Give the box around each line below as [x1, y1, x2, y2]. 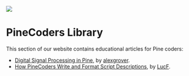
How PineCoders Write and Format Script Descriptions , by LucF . [14, 62, 171, 70]
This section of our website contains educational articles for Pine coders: [6, 45, 184, 52]
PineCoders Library [6, 26, 103, 39]
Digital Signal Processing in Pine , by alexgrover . [14, 57, 130, 64]
